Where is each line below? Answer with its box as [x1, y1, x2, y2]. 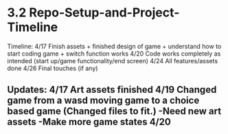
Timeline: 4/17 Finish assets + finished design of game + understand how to [7, 42, 222, 50]
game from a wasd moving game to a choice [7, 95, 200, 107]
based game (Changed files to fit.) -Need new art [7, 105, 222, 118]
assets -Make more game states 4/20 [7, 116, 172, 128]
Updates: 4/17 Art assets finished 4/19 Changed [7, 84, 217, 96]
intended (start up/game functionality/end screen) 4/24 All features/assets [7, 56, 218, 65]
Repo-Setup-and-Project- [29, 5, 180, 21]
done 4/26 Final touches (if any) [7, 64, 98, 72]
